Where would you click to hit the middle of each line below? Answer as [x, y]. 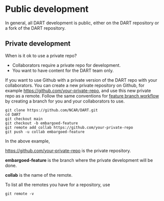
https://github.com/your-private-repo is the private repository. [68, 151]
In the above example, [28, 141]
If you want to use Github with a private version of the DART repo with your [81, 80]
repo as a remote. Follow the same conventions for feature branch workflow [82, 96]
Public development [47, 9]
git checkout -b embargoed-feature [42, 123]
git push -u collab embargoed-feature [45, 132]
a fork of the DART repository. [35, 28]
